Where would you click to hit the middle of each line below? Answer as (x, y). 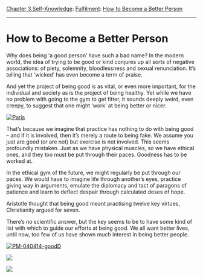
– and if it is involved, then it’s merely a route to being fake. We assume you (100, 135)
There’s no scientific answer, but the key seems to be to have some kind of (99, 221)
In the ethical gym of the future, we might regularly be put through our (94, 172)
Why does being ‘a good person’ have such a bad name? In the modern (95, 55)
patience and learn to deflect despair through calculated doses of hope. (96, 192)
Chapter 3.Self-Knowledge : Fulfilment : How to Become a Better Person (95, 9)
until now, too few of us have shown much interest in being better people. (98, 234)
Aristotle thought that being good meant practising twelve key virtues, (93, 203)
